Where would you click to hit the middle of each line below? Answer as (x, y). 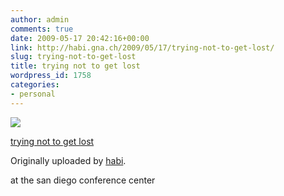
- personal (33, 94)
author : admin (40, 19)
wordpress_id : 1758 (51, 76)
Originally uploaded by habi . (68, 160)
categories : (35, 85)
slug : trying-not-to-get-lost (73, 57)
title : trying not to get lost (75, 66)
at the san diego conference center (83, 180)
